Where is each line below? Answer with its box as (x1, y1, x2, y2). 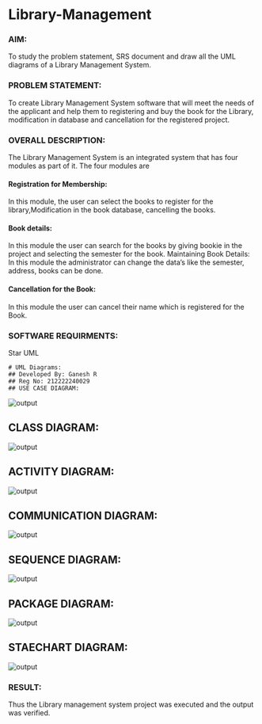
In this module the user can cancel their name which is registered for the (8, 302, 245, 311)
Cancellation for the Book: (8, 284, 97, 294)
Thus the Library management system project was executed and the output (8, 699, 254, 710)
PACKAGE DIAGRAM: (8, 596, 115, 611)
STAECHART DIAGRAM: (8, 641, 128, 654)
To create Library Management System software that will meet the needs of (8, 97, 255, 108)
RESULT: (8, 681, 42, 692)
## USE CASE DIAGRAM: (8, 384, 80, 392)
